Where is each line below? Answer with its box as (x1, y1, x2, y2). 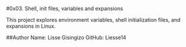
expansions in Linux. (6, 23, 56, 29)
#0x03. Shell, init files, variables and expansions (6, 5, 124, 12)
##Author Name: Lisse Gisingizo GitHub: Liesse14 (6, 34, 127, 41)
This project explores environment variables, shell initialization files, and (6, 16, 181, 23)
